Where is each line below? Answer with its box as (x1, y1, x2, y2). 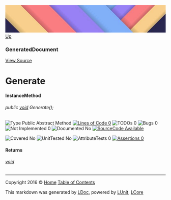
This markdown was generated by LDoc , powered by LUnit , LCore (5, 189, 144, 195)
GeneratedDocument (5, 46, 59, 53)
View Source (5, 58, 32, 64)
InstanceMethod (5, 92, 41, 98)
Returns (5, 147, 23, 153)
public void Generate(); (5, 104, 54, 110)
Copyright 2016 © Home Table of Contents (5, 179, 95, 185)
